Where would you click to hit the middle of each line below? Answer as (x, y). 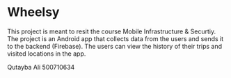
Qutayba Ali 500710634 (41, 67)
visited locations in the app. (47, 54)
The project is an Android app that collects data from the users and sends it (115, 38)
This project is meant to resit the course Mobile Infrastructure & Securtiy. (112, 31)
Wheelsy (33, 12)
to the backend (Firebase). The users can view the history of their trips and (115, 46)
